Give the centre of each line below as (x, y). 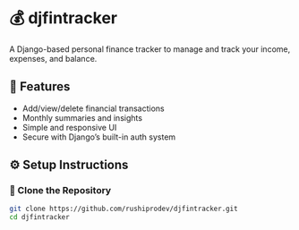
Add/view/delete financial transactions (93, 108)
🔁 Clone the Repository (60, 191)
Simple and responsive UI (69, 127)
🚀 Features (40, 87)
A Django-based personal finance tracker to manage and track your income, (150, 49)
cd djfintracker (39, 217)
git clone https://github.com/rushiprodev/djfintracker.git (124, 209)
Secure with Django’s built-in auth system (99, 137)
